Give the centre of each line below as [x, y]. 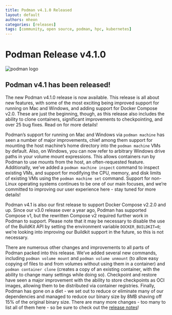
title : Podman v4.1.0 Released [39, 10]
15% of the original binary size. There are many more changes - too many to [85, 302]
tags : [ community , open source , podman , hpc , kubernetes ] [68, 29]
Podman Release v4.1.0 [56, 55]
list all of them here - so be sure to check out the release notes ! [72, 307]
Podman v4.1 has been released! [58, 85]
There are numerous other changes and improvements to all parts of [77, 247]
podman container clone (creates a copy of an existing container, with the [83, 269]
